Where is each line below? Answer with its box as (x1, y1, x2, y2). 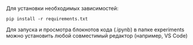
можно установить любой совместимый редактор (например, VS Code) (6, 32, 188, 39)
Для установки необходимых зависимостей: (6, 5, 119, 12)
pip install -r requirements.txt (6, 16, 88, 22)
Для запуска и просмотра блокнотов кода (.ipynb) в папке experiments (6, 26, 185, 33)
